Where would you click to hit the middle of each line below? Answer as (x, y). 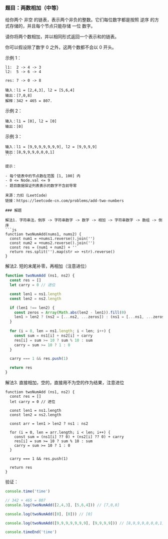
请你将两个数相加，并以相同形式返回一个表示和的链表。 (62, 37)
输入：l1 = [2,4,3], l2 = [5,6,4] (40, 90)
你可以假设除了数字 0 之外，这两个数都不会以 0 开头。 (61, 47)
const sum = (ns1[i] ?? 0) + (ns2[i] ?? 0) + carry (69, 437)
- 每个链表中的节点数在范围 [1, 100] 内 (43, 176)
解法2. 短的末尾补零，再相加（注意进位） (47, 266)
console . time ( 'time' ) (28, 491)
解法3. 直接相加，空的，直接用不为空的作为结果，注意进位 (65, 383)
